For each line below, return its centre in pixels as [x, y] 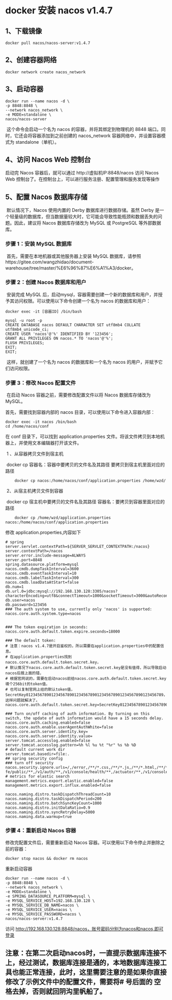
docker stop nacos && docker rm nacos [47, 859]
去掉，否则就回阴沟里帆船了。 [59, 991]
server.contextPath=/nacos [34, 551]
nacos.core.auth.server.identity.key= [47, 732]
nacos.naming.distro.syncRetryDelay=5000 [50, 812]
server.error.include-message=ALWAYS [46, 555]
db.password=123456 [26, 605]
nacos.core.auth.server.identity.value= [49, 736]
